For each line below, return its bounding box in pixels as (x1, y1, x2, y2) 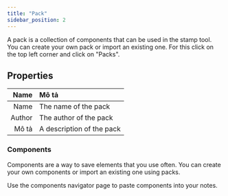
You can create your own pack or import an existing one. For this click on (7, 43, 214, 51)
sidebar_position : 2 (7, 17, 67, 23)
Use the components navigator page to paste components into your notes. (7, 181, 218, 189)
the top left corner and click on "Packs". (7, 50, 120, 58)
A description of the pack (38, 124, 122, 134)
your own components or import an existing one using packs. (7, 168, 181, 176)
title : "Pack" (7, 10, 48, 17)
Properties (7, 69, 54, 81)
